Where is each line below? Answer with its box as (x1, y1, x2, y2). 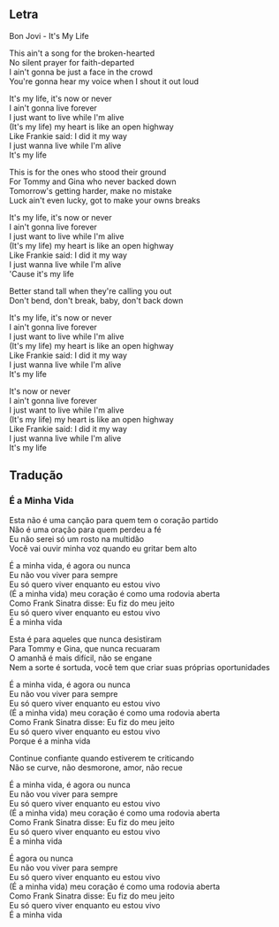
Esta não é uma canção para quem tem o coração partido (9, 514, 219, 525)
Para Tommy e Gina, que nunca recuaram (9, 643, 161, 653)
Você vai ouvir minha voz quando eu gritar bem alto (9, 543, 197, 553)
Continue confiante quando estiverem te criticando (9, 753, 194, 763)
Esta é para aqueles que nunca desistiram (9, 633, 162, 645)
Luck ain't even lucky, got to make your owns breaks (9, 195, 200, 205)
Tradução (9, 468, 64, 483)
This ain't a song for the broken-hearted (9, 48, 155, 58)
